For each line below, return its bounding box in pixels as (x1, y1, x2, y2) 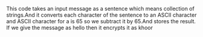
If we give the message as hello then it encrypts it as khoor (6, 24, 153, 31)
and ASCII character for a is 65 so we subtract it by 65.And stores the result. (6, 18, 196, 24)
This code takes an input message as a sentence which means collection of (6, 5, 195, 12)
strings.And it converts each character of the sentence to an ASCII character (6, 11, 197, 18)
